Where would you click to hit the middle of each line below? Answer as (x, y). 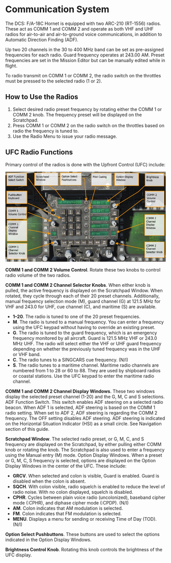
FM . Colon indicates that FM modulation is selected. (67, 513)
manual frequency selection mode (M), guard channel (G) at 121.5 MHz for (83, 301)
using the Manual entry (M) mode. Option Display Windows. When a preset (84, 455)
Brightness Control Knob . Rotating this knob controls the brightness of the (84, 549)
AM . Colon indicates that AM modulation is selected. (68, 508)
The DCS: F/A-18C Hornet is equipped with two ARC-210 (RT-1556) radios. (83, 23)
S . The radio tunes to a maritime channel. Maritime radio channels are (86, 365)
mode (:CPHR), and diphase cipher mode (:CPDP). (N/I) (70, 502)
